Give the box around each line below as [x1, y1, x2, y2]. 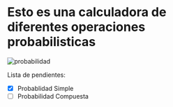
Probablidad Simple [17, 84, 74, 92]
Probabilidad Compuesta [17, 92, 89, 100]
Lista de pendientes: [7, 71, 66, 79]
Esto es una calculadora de [7, 4, 167, 20]
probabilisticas [7, 34, 96, 50]
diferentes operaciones [7, 19, 146, 35]
